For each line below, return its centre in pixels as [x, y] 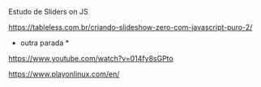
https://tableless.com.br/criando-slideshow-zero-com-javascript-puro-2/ [130, 27]
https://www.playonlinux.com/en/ [64, 74]
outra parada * [45, 43]
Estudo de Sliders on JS [48, 12]
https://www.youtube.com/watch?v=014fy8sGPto [91, 58]
